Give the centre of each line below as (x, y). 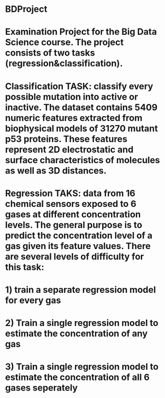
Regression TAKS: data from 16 (70, 193)
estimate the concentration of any (76, 334)
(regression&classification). (64, 64)
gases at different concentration (73, 214)
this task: (25, 267)
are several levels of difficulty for (75, 256)
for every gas (33, 300)
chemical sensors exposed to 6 (71, 204)
